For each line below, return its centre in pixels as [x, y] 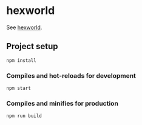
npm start [19, 89]
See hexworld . [24, 27]
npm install [21, 60]
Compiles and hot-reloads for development [71, 75]
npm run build [24, 116]
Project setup [32, 46]
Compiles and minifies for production [62, 103]
